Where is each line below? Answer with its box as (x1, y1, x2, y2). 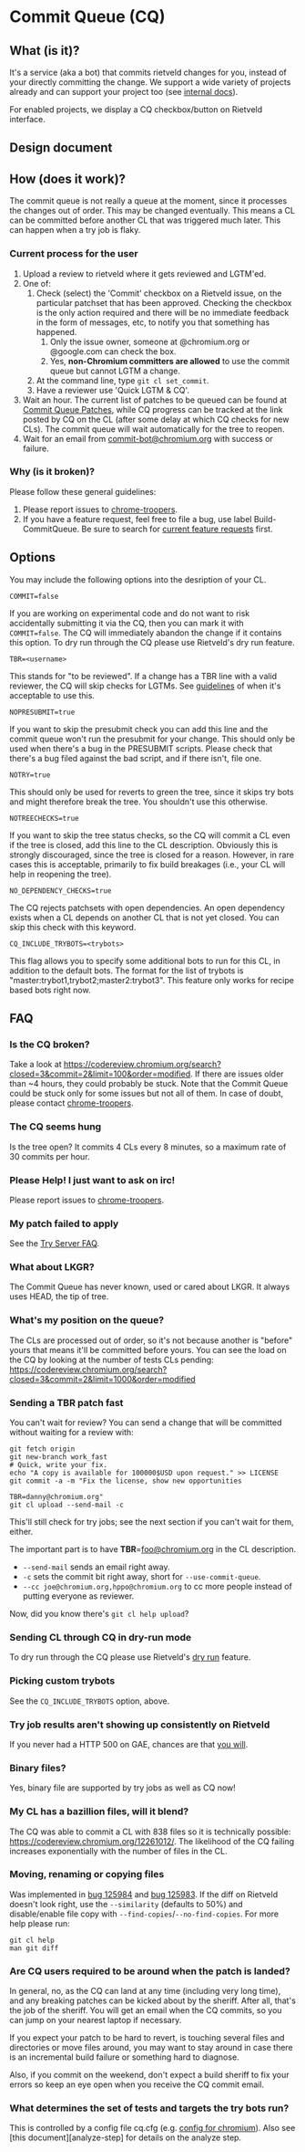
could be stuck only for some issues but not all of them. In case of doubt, (9, 1088, 284, 1099)
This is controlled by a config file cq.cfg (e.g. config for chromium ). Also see (9, 2123, 296, 2134)
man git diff (9, 1943, 59, 1953)
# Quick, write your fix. (9, 1461, 107, 1470)
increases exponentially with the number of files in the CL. (9, 1845, 228, 1856)
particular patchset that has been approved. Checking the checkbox (36, 297, 292, 308)
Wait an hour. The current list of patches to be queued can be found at (22, 394, 288, 405)
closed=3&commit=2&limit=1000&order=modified (9, 1373, 196, 1384)
